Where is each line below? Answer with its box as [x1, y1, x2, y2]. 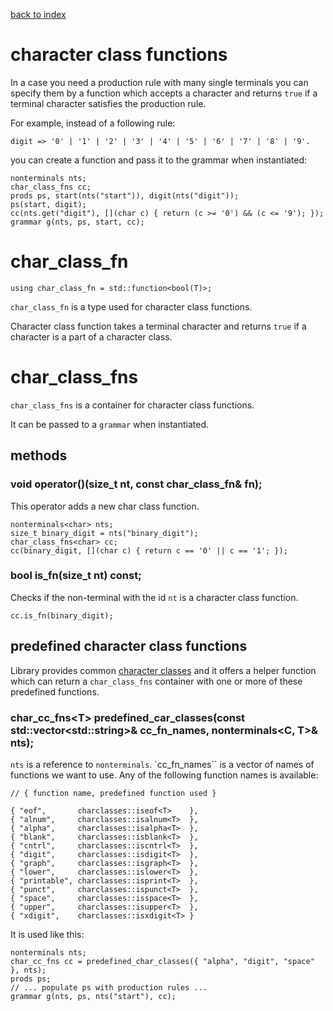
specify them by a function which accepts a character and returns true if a [10, 87, 318, 99]
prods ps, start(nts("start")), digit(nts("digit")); [10, 190, 240, 201]
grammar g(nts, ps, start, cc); [10, 217, 145, 227]
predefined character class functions [10, 638, 248, 655]
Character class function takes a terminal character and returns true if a [10, 320, 307, 332]
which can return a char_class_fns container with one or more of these [10, 675, 303, 687]
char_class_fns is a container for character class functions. [10, 399, 255, 411]
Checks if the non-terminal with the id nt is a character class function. [10, 591, 299, 603]
